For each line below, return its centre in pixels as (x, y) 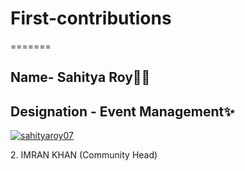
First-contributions (91, 18)
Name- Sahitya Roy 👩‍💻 (80, 77)
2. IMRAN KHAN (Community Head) (84, 155)
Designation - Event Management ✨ (122, 111)
